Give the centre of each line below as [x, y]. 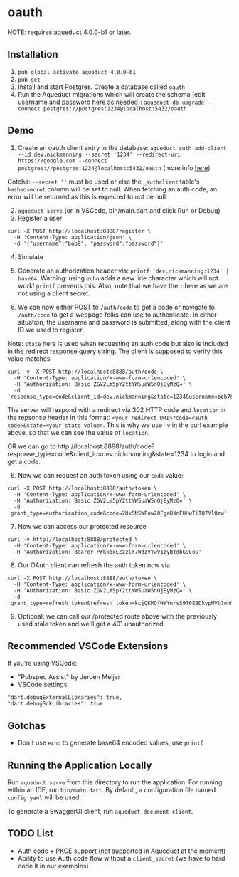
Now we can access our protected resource [82, 526]
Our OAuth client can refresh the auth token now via [94, 565]
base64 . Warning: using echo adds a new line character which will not [118, 278]
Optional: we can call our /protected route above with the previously [117, 616]
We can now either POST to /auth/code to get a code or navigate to [116, 307]
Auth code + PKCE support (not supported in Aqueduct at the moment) [122, 851]
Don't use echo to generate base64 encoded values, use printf [111, 743]
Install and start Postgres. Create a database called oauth [101, 87]
